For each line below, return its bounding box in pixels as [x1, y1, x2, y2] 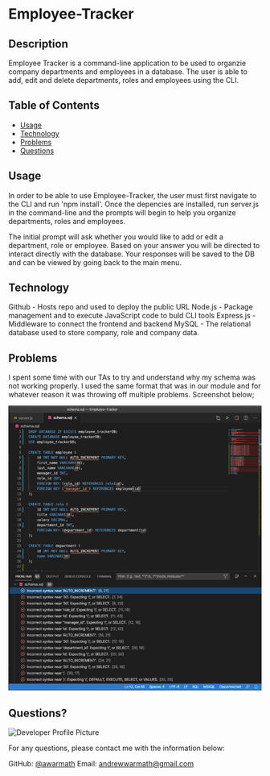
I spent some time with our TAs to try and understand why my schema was [8, 372, 256, 383]
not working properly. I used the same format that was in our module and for [8, 381, 261, 391]
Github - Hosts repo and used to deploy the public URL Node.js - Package [8, 302, 253, 312]
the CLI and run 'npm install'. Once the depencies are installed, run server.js [8, 199, 260, 209]
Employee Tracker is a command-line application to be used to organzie [8, 58, 247, 68]
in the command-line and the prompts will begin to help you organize [8, 207, 237, 218]
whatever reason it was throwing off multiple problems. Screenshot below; [8, 390, 255, 400]
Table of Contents [8, 98, 100, 113]
